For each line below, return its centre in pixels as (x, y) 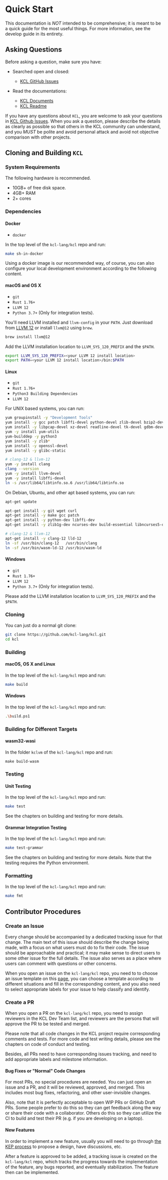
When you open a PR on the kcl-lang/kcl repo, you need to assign (74, 1013)
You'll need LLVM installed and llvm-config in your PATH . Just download (79, 322)
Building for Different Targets (41, 729)
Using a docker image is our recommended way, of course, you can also (80, 263)
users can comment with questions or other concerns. (61, 963)
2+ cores (22, 198)
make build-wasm (22, 762)
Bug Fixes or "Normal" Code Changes (45, 1070)
